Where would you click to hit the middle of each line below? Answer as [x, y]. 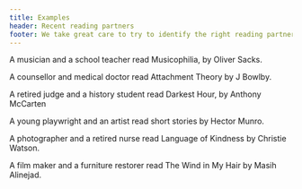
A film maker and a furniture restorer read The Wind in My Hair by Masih [143, 166]
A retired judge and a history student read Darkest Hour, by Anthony [136, 94]
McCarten [28, 104]
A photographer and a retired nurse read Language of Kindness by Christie [148, 139]
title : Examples [40, 17]
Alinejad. [26, 175]
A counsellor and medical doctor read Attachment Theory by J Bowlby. [141, 77]
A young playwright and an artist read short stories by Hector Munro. [137, 121]
